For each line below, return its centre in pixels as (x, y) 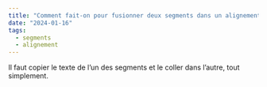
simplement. (29, 76)
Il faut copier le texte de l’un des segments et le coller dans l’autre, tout (124, 67)
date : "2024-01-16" (41, 23)
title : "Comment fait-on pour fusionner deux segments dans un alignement (135, 15)
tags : (17, 30)
